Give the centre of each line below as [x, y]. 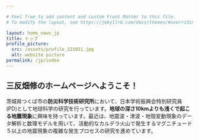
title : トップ [22, 38]
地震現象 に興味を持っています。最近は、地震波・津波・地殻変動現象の [96, 116]
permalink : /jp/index [33, 60]
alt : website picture [38, 55]
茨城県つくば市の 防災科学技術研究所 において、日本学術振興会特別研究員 [94, 101]
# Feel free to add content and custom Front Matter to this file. [91, 17]
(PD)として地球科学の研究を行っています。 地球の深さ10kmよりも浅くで [93, 108]
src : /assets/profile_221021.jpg [53, 50]
